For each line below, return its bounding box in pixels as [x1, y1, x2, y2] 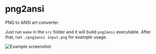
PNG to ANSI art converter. [5, 19, 60, 25]
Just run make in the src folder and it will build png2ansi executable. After [5, 29, 151, 35]
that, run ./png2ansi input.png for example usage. [5, 34, 107, 40]
